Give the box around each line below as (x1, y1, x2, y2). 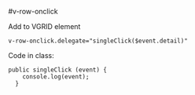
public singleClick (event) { (8, 66, 108, 74)
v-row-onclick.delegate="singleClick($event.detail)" (8, 37, 189, 45)
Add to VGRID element (8, 22, 81, 31)
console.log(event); (22, 73, 90, 81)
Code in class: (8, 51, 54, 60)
